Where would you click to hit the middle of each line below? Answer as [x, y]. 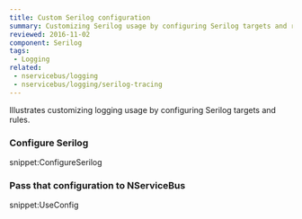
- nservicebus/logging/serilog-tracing [88, 84]
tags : [19, 51]
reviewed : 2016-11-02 [50, 34]
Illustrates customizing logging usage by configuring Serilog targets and [143, 109]
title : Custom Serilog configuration [80, 18]
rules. [20, 119]
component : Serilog [46, 43]
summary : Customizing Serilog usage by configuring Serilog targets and [148, 26]
